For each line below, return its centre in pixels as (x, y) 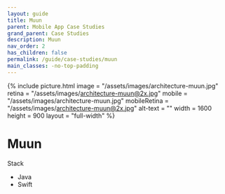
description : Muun (34, 40)
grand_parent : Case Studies (48, 33)
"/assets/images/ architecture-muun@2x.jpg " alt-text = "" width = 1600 (110, 108)
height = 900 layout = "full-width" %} (61, 116)
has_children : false (37, 53)
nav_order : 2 (26, 46)
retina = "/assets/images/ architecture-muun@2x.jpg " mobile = (97, 93)
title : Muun (25, 20)
